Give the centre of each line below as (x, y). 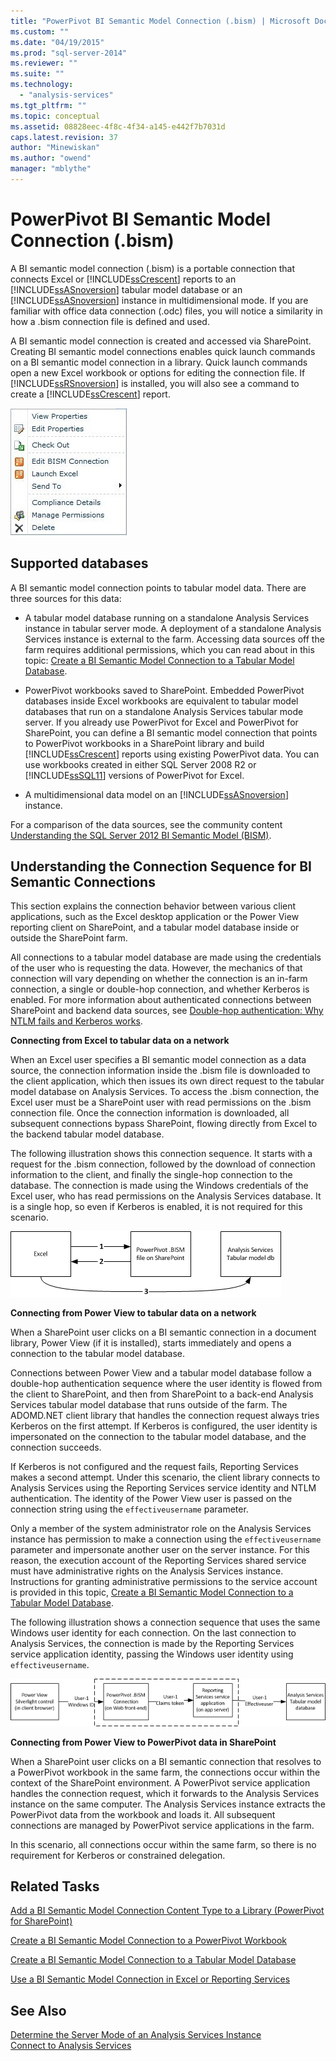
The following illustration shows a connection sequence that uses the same (165, 1622)
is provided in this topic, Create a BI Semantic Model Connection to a (152, 1592)
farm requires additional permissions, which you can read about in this (169, 649)
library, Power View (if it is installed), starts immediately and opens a (151, 1343)
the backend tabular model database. (87, 1134)
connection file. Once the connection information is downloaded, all (150, 1113)
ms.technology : (42, 85)
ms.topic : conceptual (55, 116)
